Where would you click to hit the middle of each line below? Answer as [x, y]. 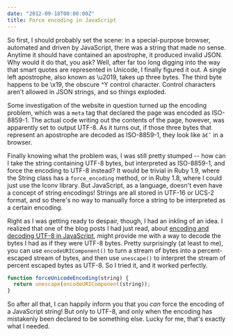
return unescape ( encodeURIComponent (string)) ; [82, 285]
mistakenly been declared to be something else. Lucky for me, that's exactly [116, 319]
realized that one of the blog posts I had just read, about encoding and [108, 228]
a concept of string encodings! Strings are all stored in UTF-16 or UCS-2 [111, 193]
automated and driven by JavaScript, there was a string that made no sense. [116, 47]
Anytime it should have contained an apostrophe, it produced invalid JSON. [115, 55]
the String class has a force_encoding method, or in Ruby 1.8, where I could [115, 177]
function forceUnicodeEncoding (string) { [68, 278]
